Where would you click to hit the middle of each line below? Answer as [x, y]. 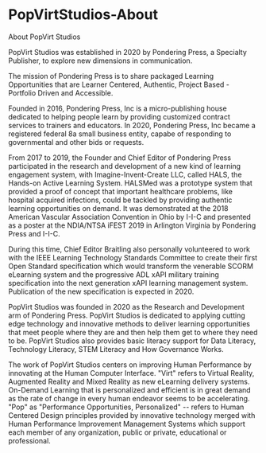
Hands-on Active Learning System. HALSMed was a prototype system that [130, 183]
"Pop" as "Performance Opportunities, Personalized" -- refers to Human [126, 407]
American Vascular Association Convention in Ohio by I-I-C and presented [130, 217]
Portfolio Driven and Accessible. [61, 92]
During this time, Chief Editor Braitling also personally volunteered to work [129, 249]
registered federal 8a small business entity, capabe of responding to [120, 134]
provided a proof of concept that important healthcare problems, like [120, 191]
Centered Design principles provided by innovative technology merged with [132, 415]
